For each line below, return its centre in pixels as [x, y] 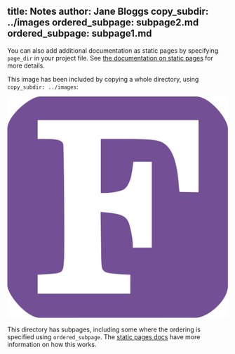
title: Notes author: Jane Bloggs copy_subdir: [108, 12]
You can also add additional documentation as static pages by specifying [113, 50]
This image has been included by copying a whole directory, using [103, 79]
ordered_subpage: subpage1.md [80, 33]
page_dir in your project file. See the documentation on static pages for [110, 58]
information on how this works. [52, 344]
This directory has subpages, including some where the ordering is [104, 329]
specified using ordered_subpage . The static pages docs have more [104, 336]
